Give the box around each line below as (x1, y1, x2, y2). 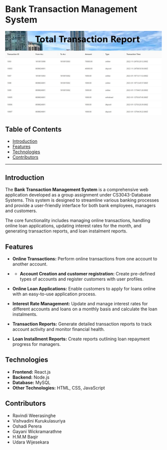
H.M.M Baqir (12, 434, 38, 440)
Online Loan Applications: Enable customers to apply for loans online (12, 286, 156, 292)
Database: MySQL (12, 379, 51, 385)
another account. (12, 261, 48, 267)
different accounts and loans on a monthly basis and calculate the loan (12, 306, 158, 312)
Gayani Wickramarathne (12, 428, 62, 435)
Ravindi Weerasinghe (12, 413, 56, 419)
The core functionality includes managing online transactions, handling (5, 218, 151, 224)
